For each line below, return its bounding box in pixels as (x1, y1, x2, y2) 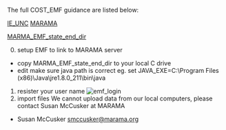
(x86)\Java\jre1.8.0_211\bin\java (17, 74, 106, 82)
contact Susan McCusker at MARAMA (17, 102, 125, 109)
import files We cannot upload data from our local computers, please (17, 94, 213, 102)
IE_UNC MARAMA (7, 19, 58, 27)
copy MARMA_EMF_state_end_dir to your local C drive (17, 59, 172, 67)
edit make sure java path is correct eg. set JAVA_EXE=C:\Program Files (17, 67, 219, 74)
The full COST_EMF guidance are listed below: (7, 6, 139, 14)
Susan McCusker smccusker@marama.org (17, 115, 139, 123)
